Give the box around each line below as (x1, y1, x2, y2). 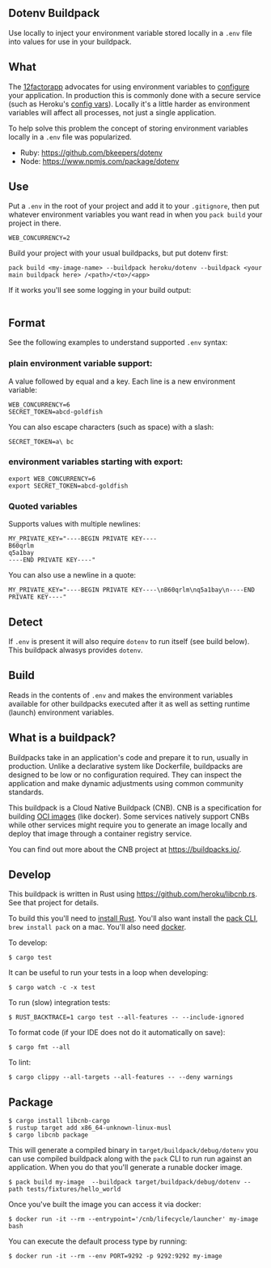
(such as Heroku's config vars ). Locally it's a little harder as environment (8, 99, 251, 109)
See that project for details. (8, 898, 100, 908)
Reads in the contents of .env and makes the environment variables (8, 690, 233, 700)
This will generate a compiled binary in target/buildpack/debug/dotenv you (8, 1145, 259, 1155)
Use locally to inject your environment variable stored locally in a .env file (8, 28, 252, 37)
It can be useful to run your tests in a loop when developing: (8, 968, 209, 978)
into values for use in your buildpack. (8, 37, 132, 46)
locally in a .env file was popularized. (8, 131, 132, 141)
